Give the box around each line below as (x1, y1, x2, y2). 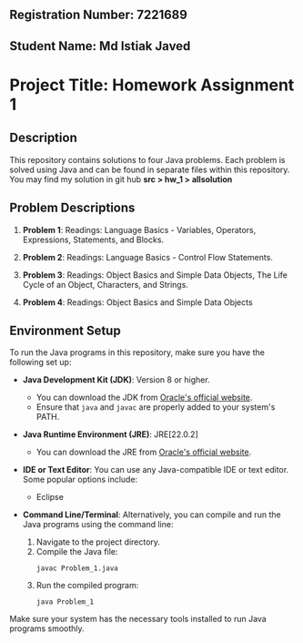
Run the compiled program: (35, 580, 139, 591)
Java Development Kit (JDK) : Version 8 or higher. (22, 374, 211, 385)
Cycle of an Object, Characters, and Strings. (22, 279, 189, 290)
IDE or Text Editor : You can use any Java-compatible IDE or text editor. (22, 464, 289, 475)
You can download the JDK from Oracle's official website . (35, 392, 253, 403)
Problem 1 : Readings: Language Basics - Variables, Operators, (22, 224, 257, 235)
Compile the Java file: (35, 546, 118, 557)
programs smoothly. (9, 623, 85, 634)
